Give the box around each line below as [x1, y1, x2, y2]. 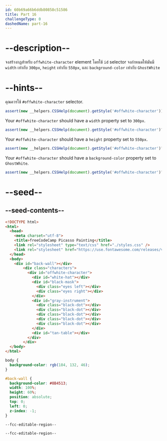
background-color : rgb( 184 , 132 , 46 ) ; [9, 362, 90, 367]
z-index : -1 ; [9, 408, 37, 413]
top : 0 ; [9, 399, 26, 404]
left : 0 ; [9, 404, 28, 409]
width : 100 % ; [9, 385, 37, 390]
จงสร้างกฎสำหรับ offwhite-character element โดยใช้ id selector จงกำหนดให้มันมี [5, 59, 155, 65]
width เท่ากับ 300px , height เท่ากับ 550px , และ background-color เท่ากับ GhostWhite [5, 65, 160, 71]
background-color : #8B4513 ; [9, 381, 68, 386]
